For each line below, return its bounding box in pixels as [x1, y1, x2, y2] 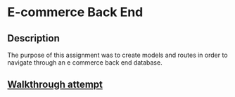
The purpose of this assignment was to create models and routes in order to [7, 51, 228, 59]
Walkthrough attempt [7, 79, 103, 91]
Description [7, 32, 60, 44]
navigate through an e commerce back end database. [7, 58, 163, 67]
